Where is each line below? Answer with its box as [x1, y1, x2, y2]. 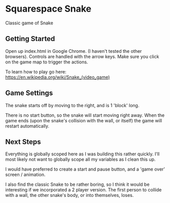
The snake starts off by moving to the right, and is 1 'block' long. [5, 102, 140, 108]
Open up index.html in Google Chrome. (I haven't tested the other [5, 48, 142, 54]
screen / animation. [5, 172, 46, 178]
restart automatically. [5, 123, 50, 129]
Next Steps [5, 138, 41, 146]
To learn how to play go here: [5, 69, 67, 75]
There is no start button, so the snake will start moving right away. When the [5, 112, 165, 118]
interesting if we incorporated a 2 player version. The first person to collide [5, 187, 162, 193]
